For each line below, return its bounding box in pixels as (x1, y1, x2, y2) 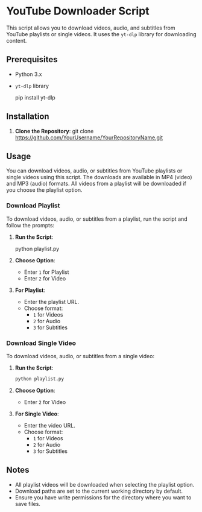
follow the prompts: (6, 221, 55, 229)
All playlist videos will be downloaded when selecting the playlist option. (14, 481, 195, 488)
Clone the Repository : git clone (14, 127, 94, 134)
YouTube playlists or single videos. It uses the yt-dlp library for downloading (6, 30, 197, 37)
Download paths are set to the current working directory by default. (14, 487, 183, 495)
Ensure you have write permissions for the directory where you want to (14, 493, 192, 501)
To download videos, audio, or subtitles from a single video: (6, 352, 155, 359)
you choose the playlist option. (6, 186, 83, 194)
